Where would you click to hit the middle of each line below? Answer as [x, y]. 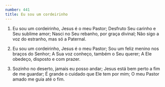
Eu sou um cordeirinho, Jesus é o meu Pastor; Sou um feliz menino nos [86, 48]
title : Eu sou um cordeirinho [37, 14]
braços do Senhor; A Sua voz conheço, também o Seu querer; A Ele [82, 54]
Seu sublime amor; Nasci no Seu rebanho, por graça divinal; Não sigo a [86, 34]
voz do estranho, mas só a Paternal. [49, 39]
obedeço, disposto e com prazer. [46, 59]
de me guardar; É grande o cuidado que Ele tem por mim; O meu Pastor [86, 74]
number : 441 [17, 10]
